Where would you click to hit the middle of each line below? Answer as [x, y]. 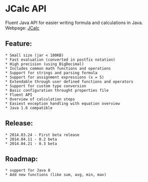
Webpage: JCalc [22, 28]
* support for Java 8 [28, 170]
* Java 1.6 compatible [29, 108]
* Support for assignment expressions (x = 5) [55, 77]
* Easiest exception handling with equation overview [63, 103]
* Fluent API [19, 95]
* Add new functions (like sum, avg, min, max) [56, 175]
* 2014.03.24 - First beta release [42, 135]
